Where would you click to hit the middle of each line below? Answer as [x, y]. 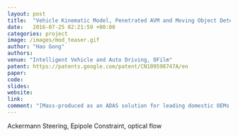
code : [15, 79]
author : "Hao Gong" [36, 47]
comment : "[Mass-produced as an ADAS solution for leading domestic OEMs [119, 106]
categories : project [38, 34]
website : [20, 93]
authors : [20, 54]
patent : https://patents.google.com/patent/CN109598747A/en [98, 66]
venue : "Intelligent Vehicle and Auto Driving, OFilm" [90, 60]
